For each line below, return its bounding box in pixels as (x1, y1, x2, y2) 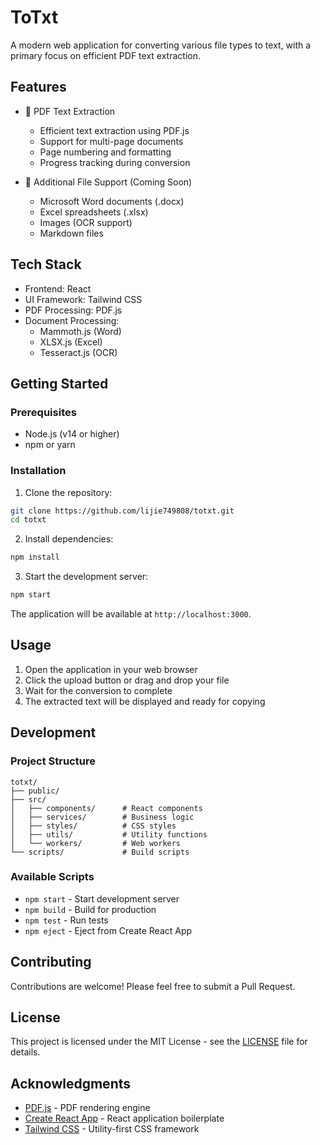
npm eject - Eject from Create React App (24, 924, 193, 936)
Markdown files (39, 227, 104, 239)
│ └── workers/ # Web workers (10, 838, 182, 848)
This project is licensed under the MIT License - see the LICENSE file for (10, 1036, 308, 1048)
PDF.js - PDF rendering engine (24, 1102, 151, 1114)
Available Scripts (10, 870, 95, 884)
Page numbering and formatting (39, 146, 172, 158)
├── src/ (10, 794, 47, 805)
